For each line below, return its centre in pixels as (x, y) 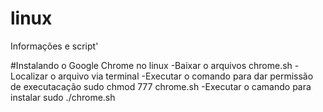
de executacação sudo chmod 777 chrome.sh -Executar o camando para (161, 86)
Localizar (29, 76)
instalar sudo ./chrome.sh (63, 97)
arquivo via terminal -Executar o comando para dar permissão (186, 76)
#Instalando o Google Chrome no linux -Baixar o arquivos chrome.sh (151, 65)
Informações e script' (54, 46)
